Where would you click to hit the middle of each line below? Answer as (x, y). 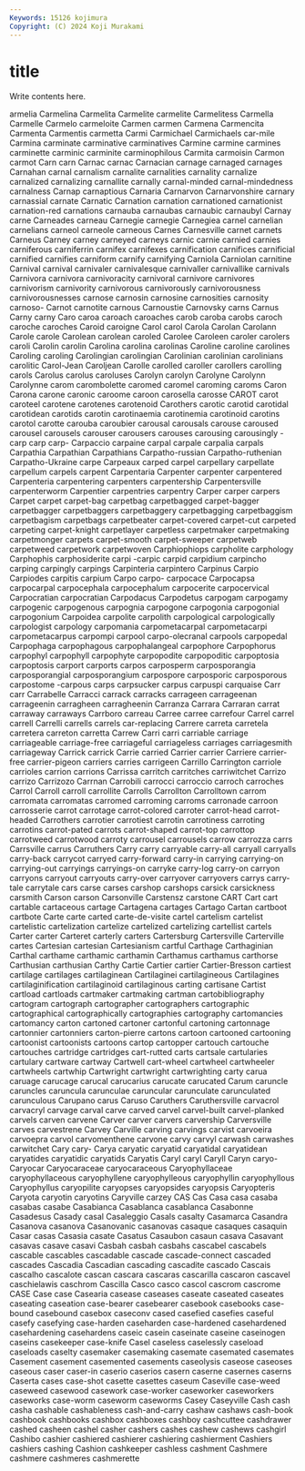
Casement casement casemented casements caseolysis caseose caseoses (151, 1362)
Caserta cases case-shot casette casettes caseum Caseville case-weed (145, 1381)
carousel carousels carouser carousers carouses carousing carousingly (144, 433)
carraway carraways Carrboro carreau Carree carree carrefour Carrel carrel (152, 714)
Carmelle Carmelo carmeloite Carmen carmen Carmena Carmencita (137, 124)
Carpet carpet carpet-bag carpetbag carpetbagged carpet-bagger (134, 501)
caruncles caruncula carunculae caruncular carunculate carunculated (140, 1091)
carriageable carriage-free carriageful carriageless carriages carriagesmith (151, 743)
